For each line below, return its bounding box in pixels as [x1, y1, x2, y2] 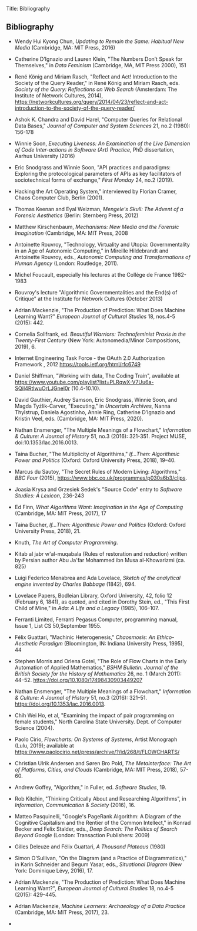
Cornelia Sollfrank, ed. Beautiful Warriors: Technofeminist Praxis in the [14, 330, 186, 337]
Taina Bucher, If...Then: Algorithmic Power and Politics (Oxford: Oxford [14, 521, 186, 528]
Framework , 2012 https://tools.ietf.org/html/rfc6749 [14, 360, 141, 368]
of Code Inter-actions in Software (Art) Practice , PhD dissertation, [14, 146, 175, 153]
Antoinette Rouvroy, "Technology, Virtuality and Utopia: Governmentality [14, 241, 190, 248]
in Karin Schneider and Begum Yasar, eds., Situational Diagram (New [14, 861, 182, 868]
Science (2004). [14, 724, 55, 731]
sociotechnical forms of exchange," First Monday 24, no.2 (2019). [14, 176, 174, 183]
